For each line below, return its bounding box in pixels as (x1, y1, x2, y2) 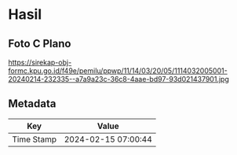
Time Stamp (12, 134, 57, 145)
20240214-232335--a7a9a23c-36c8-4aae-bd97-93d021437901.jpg (8, 75, 229, 83)
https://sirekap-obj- (8, 57, 72, 67)
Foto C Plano (8, 37, 71, 50)
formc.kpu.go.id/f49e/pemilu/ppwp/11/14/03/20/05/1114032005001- (8, 66, 228, 76)
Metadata (8, 97, 57, 111)
